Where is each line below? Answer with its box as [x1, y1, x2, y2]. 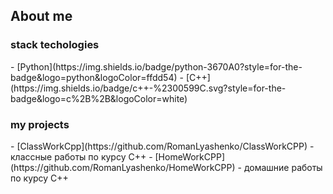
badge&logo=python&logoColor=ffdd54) [10, 71, 178, 83]
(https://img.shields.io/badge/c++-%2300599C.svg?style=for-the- [10, 82, 287, 94]
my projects [10, 117, 70, 131]
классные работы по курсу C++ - [10, 150, 153, 163]
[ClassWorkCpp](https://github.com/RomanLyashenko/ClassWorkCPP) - [16, 140, 315, 152]
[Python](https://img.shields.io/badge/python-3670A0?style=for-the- [16, 60, 303, 73]
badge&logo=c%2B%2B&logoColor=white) [10, 92, 188, 104]
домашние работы [243, 161, 323, 173]
